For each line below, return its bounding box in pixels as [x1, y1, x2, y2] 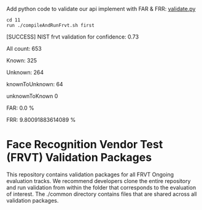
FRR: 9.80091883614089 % [6, 116, 76, 123]
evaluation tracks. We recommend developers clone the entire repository [6, 177, 191, 184]
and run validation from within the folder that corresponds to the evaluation [6, 184, 196, 191]
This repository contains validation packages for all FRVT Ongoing [6, 171, 174, 178]
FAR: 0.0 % [6, 104, 35, 111]
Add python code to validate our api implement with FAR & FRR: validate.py [6, 6, 196, 12]
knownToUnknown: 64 [6, 81, 63, 88]
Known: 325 [6, 57, 37, 64]
